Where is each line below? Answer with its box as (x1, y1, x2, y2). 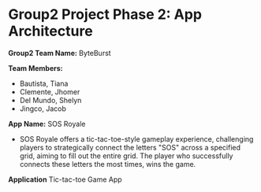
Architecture (8, 22, 93, 40)
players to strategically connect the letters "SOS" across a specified (19, 142, 241, 152)
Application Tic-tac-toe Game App (8, 175, 122, 184)
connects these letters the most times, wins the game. (19, 159, 196, 168)
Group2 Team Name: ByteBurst (8, 48, 112, 57)
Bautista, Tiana (19, 79, 69, 88)
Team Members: (8, 63, 63, 72)
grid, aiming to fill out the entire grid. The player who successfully (19, 151, 233, 161)
